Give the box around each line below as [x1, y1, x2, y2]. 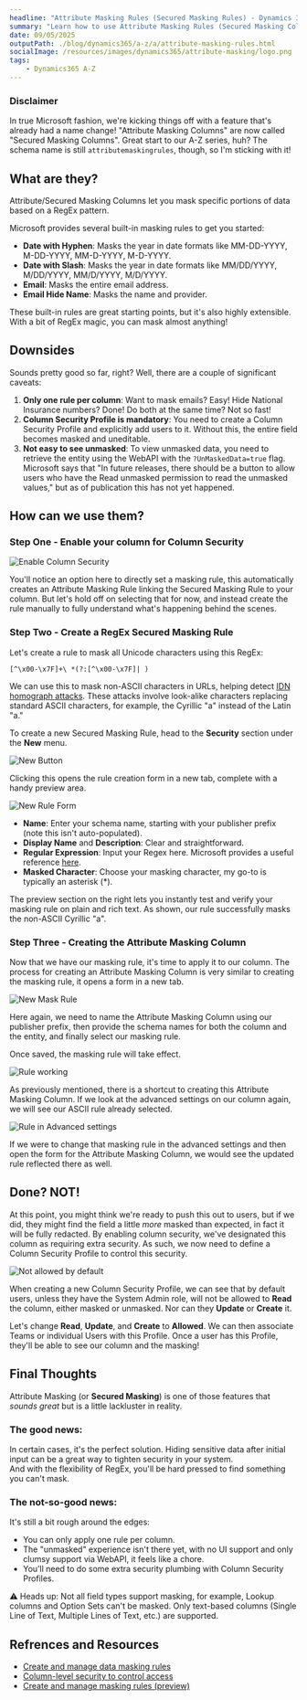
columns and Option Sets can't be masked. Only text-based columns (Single [9, 1600, 297, 1611]
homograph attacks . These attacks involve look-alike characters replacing [9, 690, 288, 701]
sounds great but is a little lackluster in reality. [9, 1400, 183, 1411]
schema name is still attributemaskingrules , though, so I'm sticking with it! [9, 144, 291, 155]
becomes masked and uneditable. [22, 433, 151, 444]
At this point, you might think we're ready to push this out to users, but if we [9, 1208, 295, 1220]
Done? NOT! [9, 1185, 80, 1200]
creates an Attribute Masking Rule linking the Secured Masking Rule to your [9, 584, 294, 595]
